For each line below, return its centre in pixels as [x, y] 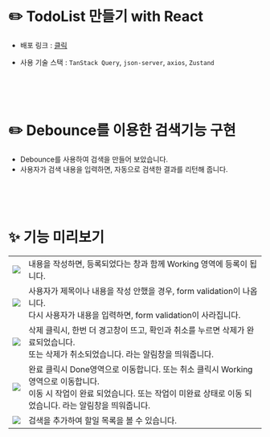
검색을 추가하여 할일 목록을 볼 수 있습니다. [103, 420]
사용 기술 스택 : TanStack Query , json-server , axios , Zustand [117, 62]
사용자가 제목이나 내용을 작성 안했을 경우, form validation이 [135, 291]
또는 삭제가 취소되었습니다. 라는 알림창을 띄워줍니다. [121, 354]
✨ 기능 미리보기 [56, 237]
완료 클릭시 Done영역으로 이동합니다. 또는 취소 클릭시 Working [141, 369]
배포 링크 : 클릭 [43, 45]
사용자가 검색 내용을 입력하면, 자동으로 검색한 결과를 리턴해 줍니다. [124, 169]
